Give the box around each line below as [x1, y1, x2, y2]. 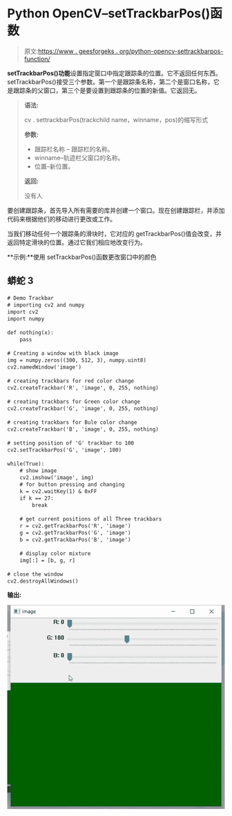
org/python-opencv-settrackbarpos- [119, 47, 224, 55]
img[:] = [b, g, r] [19, 556, 76, 564]
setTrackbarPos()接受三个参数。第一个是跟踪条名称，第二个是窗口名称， [7, 77, 214, 86]
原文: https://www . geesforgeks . [23, 47, 118, 55]
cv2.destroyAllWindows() [7, 577, 79, 585]
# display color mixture [19, 550, 91, 557]
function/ [23, 55, 50, 63]
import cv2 [7, 308, 39, 315]
